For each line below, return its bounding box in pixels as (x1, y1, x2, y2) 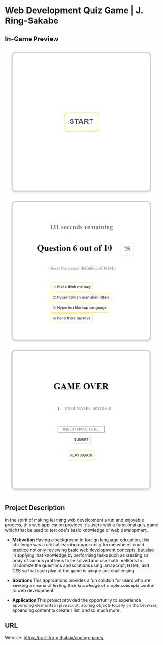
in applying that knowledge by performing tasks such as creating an (12, 552, 149, 558)
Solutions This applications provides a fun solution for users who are (12, 577, 151, 583)
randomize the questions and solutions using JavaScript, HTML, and (12, 563, 149, 568)
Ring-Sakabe (5, 15, 59, 26)
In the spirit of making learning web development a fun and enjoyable (5, 517, 145, 523)
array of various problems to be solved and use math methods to (12, 557, 143, 563)
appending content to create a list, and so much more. (12, 607, 121, 613)
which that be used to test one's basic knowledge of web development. (5, 527, 148, 533)
